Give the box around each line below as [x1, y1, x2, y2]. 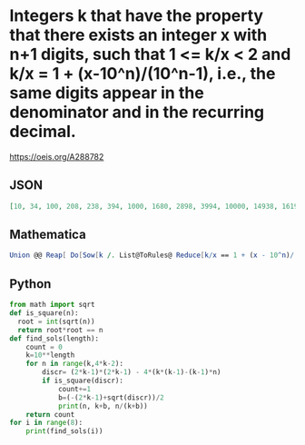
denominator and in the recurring [9, 102, 265, 123]
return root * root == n [17, 325, 103, 334]
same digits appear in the [9, 83, 204, 104]
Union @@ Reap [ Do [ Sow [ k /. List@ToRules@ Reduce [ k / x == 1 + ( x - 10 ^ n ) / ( [9, 251, 299, 260]
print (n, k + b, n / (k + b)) [57, 401, 148, 410]
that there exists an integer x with [9, 25, 268, 45]
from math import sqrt [9, 301, 95, 310]
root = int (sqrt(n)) [17, 317, 95, 326]
